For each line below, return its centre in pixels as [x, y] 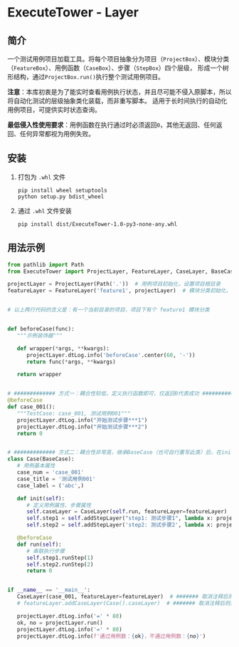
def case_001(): [31, 407]
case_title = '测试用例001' [56, 479]
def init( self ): [41, 498]
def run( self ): [39, 544]
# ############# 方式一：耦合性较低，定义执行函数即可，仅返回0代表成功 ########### [122, 394]
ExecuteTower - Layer [73, 12]
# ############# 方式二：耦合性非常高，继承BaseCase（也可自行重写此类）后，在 [115, 452]
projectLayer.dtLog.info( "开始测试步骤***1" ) [82, 420]
